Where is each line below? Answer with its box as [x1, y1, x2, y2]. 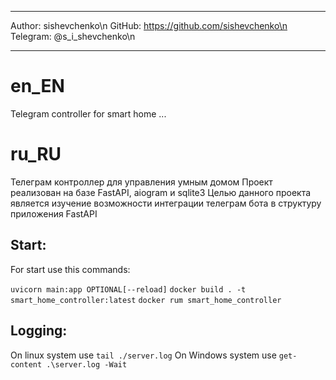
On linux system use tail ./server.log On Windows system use [10, 349, 277, 361]
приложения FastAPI [10, 207, 98, 220]
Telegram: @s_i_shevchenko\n [10, 31, 136, 42]
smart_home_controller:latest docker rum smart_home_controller [10, 295, 282, 305]
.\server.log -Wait [46, 359, 128, 370]
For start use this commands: [10, 263, 131, 275]
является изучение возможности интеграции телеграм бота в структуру [10, 197, 322, 209]
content [10, 359, 43, 370]
